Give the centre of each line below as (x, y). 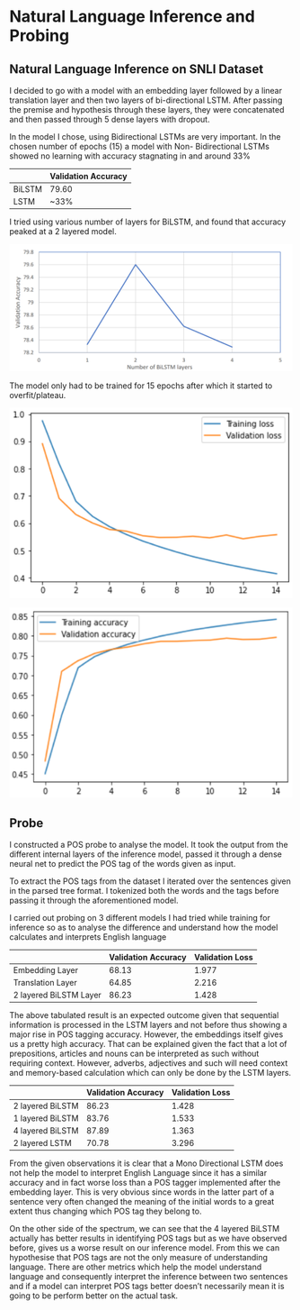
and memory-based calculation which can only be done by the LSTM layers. (150, 1072)
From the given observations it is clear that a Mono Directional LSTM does (146, 1163)
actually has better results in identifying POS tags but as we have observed (148, 1238)
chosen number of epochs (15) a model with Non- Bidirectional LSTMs (139, 146)
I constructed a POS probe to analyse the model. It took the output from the (149, 845)
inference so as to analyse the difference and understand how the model (144, 928)
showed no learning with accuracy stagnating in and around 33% (130, 156)
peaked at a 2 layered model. (63, 231)
